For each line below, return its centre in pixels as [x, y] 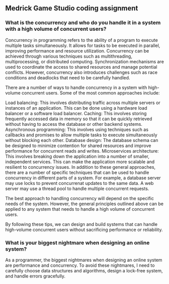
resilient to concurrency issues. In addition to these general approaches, [80, 167]
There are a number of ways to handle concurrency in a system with [76, 87]
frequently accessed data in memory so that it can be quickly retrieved [79, 119]
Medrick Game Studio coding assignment [72, 8]
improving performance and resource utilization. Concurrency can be [77, 51]
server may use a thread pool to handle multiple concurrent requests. [77, 188]
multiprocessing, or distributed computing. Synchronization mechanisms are [84, 61]
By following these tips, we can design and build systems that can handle [81, 224]
